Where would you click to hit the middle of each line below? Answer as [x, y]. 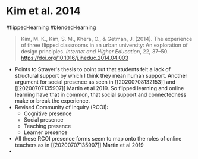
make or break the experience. [52, 101]
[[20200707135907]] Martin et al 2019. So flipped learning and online [99, 88]
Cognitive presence [48, 113]
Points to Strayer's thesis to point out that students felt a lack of [93, 69]
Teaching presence [47, 126]
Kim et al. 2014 [44, 11]
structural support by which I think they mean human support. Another [101, 75]
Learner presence [45, 132]
